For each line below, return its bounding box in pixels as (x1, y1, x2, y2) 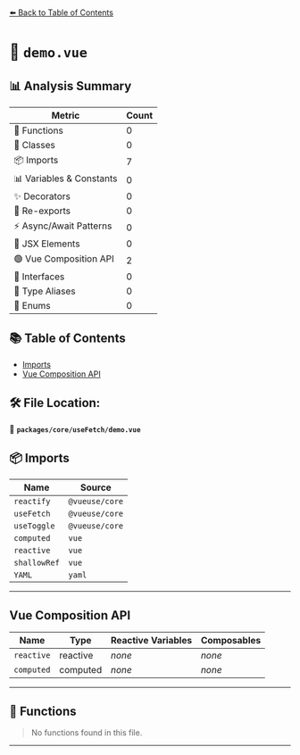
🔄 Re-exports (13, 204, 71, 217)
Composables (200, 635, 262, 647)
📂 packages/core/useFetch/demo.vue (9, 423, 141, 435)
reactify (13, 496, 51, 507)
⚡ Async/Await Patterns (13, 220, 112, 232)
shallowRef (13, 558, 60, 568)
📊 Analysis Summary (9, 79, 132, 94)
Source (79, 481, 112, 494)
